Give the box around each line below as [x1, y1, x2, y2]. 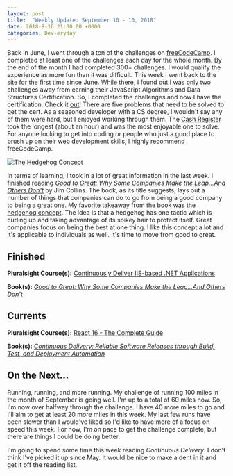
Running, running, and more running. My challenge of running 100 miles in [7, 388, 218, 396]
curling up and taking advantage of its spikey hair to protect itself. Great [7, 216, 212, 224]
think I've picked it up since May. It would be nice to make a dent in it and [7, 453, 216, 461]
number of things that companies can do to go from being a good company [7, 194, 223, 202]
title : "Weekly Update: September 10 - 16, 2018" [7, 17, 157, 24]
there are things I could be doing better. [7, 432, 121, 441]
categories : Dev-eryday [7, 29, 76, 37]
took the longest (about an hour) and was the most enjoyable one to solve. [7, 122, 220, 131]
